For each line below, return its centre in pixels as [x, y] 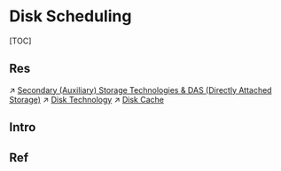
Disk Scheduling [70, 16]
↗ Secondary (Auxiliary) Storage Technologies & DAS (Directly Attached [140, 89]
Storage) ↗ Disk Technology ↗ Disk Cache [86, 99]
